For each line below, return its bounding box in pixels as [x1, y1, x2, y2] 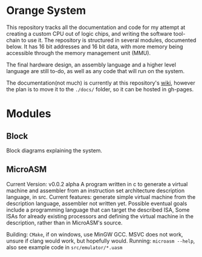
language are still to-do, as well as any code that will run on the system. [6, 67, 185, 74]
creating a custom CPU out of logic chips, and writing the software [6, 30, 172, 37]
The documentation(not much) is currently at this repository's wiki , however [6, 79, 195, 86]
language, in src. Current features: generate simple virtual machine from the [6, 193, 196, 200]
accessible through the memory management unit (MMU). [6, 49, 151, 56]
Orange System [6, 4, 86, 18]
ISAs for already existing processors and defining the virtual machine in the [6, 212, 194, 220]
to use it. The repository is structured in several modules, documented [21, 36, 197, 44]
